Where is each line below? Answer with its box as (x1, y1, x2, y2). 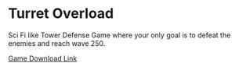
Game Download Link (8, 54, 78, 63)
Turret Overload (8, 5, 114, 23)
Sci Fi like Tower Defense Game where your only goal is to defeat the (8, 30, 231, 40)
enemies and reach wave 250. (8, 38, 106, 47)
